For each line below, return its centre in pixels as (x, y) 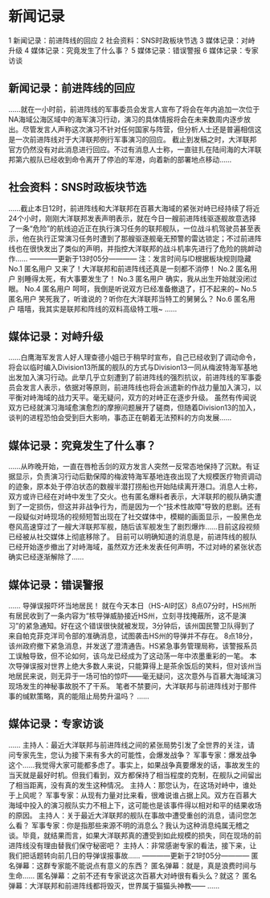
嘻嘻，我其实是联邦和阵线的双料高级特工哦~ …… (97, 309)
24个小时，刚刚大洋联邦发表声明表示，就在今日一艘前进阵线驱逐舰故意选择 (133, 218)
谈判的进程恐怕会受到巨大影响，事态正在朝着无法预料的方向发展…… (120, 418)
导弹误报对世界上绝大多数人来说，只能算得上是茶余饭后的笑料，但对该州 (135, 666)
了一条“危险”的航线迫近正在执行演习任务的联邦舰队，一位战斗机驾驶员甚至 (131, 228)
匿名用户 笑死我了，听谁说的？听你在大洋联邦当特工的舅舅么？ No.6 (121, 299)
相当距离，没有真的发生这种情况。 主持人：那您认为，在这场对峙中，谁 (132, 785)
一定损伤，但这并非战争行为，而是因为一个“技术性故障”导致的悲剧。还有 (141, 507)
